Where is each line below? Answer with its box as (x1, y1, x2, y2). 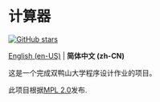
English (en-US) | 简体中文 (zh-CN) (8, 51, 125, 60)
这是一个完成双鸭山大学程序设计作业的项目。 (8, 67, 157, 77)
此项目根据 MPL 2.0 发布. (8, 85, 88, 95)
